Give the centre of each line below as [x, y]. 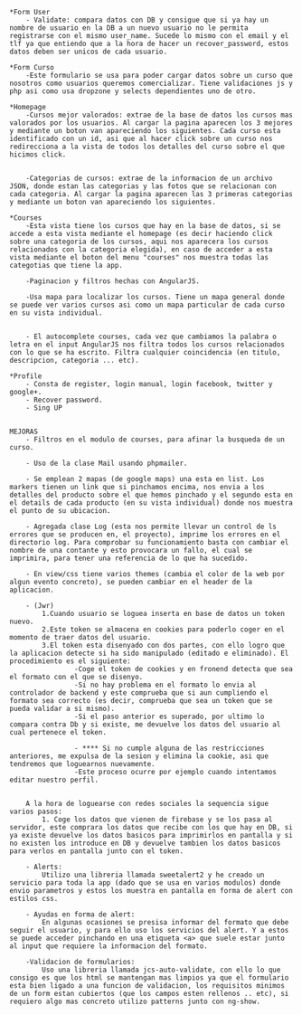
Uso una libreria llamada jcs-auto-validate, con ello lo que [161, 970]
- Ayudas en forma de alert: [80, 915]
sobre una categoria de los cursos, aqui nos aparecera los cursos [139, 242]
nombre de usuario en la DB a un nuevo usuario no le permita [129, 28]
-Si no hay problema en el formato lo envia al [165, 685]
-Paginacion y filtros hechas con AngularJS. [113, 281]
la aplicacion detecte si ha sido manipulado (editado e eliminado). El [149, 653]
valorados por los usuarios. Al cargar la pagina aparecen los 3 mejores [151, 123]
